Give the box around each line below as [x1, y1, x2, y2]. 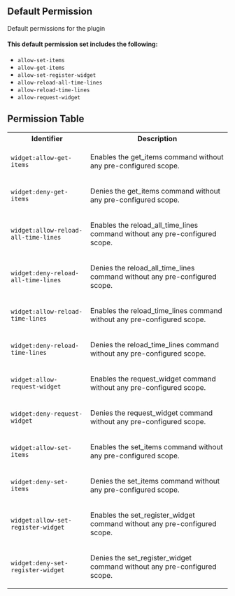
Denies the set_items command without [90, 476, 220, 486]
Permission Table [7, 113, 85, 125]
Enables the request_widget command [90, 374, 217, 384]
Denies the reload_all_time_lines [90, 263, 195, 272]
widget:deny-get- [10, 188, 69, 196]
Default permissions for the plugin [7, 24, 106, 32]
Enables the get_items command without [90, 152, 224, 161]
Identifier [31, 133, 63, 143]
